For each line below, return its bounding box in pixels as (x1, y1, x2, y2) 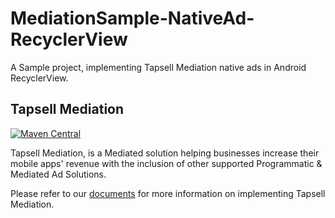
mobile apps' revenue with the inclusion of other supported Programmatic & (10, 157, 323, 169)
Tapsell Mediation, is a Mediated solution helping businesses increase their (10, 147, 320, 159)
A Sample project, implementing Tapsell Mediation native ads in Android (10, 61, 307, 73)
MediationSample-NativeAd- (10, 7, 255, 30)
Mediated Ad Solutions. (10, 168, 107, 180)
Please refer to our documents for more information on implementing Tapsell (10, 187, 326, 199)
